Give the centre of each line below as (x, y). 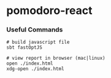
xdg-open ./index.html (35, 69)
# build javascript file (38, 42)
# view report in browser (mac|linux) (56, 58)
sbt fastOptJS (25, 48)
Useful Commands (35, 30)
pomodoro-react (50, 11)
